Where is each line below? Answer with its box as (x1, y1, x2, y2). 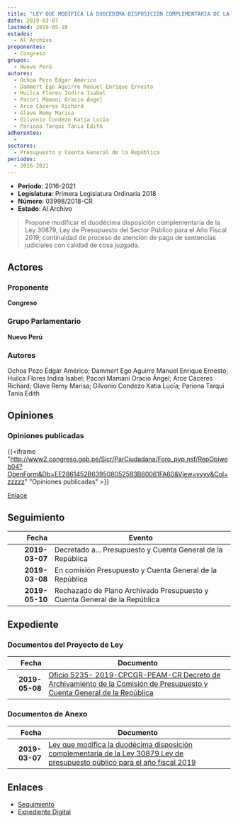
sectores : (7, 143, 37, 150)
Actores (7, 261, 44, 273)
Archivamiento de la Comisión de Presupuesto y (48, 679, 208, 689)
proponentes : (7, 43, 46, 50)
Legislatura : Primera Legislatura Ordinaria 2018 (17, 189, 157, 197)
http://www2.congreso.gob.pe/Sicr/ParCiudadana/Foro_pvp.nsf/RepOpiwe (10, 454, 228, 463)
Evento (128, 533, 154, 543)
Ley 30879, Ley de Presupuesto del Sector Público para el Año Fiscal (24, 225, 227, 234)
